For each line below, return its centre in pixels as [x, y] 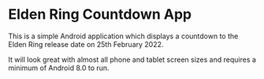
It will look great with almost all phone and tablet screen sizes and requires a [132, 59]
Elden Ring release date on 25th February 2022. [86, 44]
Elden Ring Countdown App [100, 14]
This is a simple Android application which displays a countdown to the [123, 36]
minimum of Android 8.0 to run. [59, 67]
